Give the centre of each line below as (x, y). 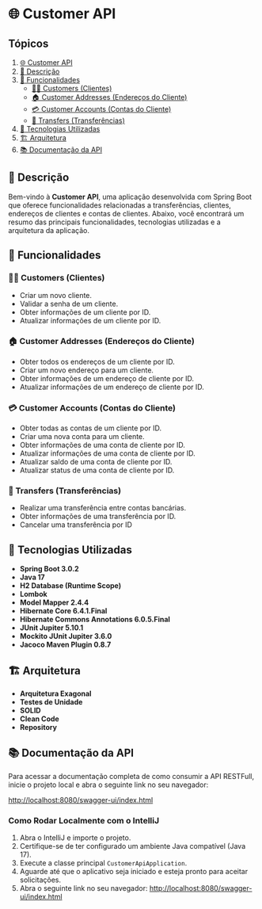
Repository (38, 728)
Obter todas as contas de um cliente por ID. (91, 428)
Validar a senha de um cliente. (69, 304)
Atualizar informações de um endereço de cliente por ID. (112, 387)
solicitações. (40, 880)
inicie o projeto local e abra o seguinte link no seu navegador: (108, 785)
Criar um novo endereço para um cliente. (87, 370)
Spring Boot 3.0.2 (49, 569)
